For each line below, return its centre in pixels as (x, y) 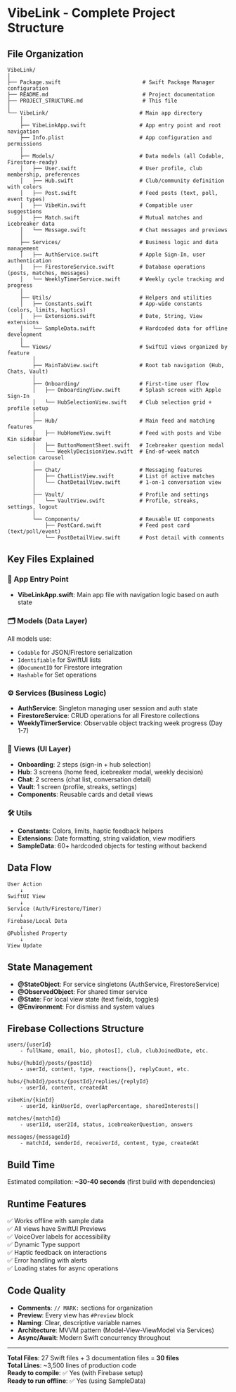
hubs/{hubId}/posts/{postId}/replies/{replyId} (78, 1082)
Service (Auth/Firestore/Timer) (54, 909)
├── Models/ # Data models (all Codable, (122, 156)
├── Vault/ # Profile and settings (121, 494)
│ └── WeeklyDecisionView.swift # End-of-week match (116, 452)
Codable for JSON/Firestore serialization (75, 652)
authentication (29, 261)
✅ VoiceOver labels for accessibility (59, 1237)
